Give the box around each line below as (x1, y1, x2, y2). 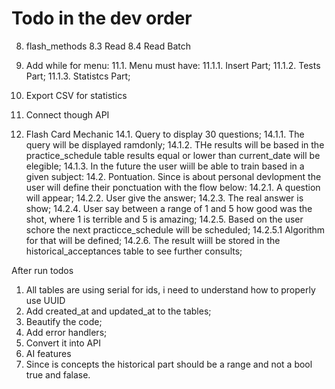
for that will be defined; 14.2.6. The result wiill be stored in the (25, 234, 281, 246)
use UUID (25, 294, 66, 306)
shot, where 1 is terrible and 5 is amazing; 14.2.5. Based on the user (25, 213, 304, 225)
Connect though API (25, 108, 110, 121)
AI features (25, 347, 72, 359)
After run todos (11, 264, 74, 276)
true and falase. (25, 368, 91, 381)
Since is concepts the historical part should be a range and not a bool (25, 358, 313, 370)
